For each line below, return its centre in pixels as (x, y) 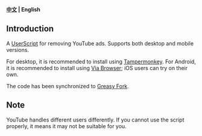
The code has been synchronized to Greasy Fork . (68, 86)
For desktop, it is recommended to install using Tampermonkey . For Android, (101, 61)
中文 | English (24, 9)
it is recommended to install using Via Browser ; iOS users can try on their (97, 68)
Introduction (30, 29)
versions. (17, 50)
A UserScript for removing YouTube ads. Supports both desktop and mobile (100, 43)
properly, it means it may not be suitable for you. (66, 126)
